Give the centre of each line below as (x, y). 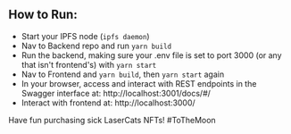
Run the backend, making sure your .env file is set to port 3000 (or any (151, 55)
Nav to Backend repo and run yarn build (96, 46)
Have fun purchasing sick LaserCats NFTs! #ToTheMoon (112, 120)
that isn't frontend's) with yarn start (89, 64)
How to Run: (43, 15)
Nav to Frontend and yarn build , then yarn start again (123, 74)
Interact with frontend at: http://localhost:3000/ (108, 103)
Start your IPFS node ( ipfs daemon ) (85, 36)
